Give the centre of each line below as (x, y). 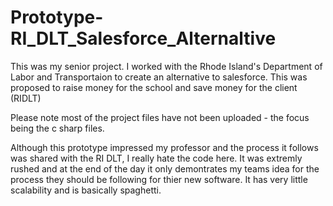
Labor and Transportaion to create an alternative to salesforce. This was (159, 77)
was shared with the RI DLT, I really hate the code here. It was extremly (156, 158)
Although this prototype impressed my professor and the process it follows (164, 147)
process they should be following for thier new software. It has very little (159, 179)
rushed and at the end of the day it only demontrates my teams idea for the (165, 168)
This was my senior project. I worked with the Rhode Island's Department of (166, 66)
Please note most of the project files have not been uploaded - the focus (160, 117)
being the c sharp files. (57, 128)
